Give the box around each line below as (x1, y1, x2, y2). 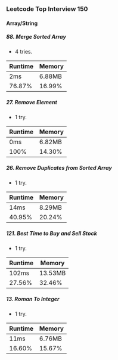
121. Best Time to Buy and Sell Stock (6, 230, 97, 237)
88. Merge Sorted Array (6, 33, 67, 41)
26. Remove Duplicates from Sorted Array (6, 165, 112, 172)
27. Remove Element (6, 99, 58, 106)
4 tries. (14, 48, 33, 55)
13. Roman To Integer (6, 295, 60, 302)
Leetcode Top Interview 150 (6, 5, 88, 13)
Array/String (6, 20, 38, 27)
